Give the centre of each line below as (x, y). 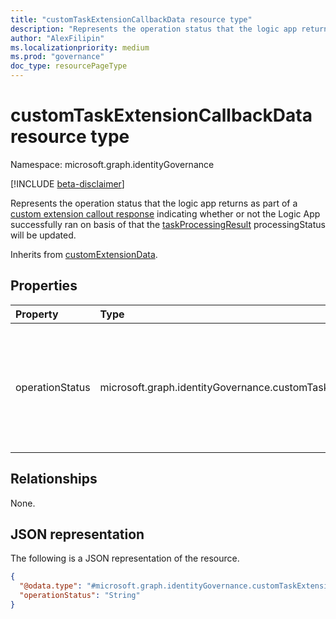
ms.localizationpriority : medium (80, 47)
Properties (44, 286)
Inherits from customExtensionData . (84, 254)
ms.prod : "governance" (57, 57)
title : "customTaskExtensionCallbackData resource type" (131, 19)
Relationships (54, 479)
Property (37, 314)
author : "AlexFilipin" (57, 38)
